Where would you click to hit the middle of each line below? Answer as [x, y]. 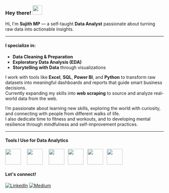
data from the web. [38, 99]
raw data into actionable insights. [39, 29]
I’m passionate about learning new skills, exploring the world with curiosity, [83, 108]
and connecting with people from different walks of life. [63, 114]
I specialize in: [21, 45]
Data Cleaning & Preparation [43, 57]
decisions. [16, 87]
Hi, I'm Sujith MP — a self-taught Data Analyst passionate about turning [80, 24]
